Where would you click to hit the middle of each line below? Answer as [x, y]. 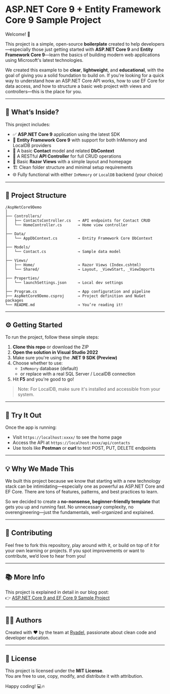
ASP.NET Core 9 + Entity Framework [83, 9]
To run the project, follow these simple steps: [52, 337]
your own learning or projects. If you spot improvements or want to [75, 551]
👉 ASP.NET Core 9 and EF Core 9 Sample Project [57, 598]
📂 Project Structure [36, 195]
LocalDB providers [32, 145]
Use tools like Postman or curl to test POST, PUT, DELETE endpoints [84, 448]
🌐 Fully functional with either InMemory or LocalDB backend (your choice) [88, 174]
